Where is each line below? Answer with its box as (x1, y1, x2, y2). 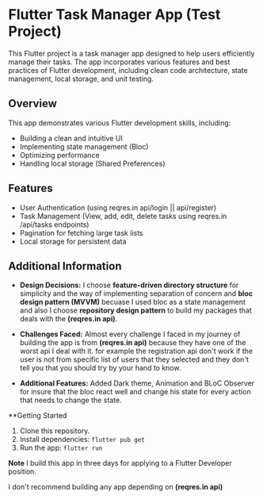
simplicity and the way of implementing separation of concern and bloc (19, 289, 253, 298)
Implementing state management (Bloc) (19, 141, 149, 152)
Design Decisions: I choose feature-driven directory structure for (19, 280, 239, 290)
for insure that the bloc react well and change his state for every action (19, 387, 251, 397)
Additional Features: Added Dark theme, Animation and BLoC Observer (19, 378, 255, 388)
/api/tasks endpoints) (19, 220, 90, 229)
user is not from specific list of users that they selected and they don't (19, 355, 250, 364)
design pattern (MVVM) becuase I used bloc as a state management (19, 297, 246, 307)
